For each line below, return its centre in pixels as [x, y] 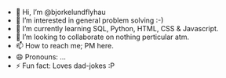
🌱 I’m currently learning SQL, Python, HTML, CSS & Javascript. [117, 28]
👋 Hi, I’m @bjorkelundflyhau [60, 12]
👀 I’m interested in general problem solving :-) [89, 20]
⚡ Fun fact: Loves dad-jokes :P [65, 66]
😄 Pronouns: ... [41, 57]
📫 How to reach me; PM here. [64, 46]
